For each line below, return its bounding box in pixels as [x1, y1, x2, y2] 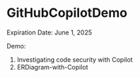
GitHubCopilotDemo [6, 5, 128, 21]
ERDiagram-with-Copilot [16, 63, 89, 71]
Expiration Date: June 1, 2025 [6, 28, 93, 37]
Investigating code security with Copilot [16, 55, 133, 64]
